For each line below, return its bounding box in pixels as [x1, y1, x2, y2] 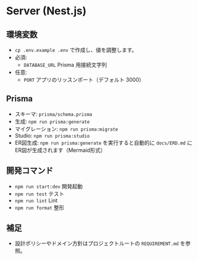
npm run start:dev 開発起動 [14, 182, 83, 190]
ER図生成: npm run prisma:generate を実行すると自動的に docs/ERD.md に [14, 139, 193, 146]
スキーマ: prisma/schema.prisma [14, 110, 92, 117]
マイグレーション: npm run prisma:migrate [14, 125, 118, 132]
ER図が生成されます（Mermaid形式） [14, 146, 106, 153]
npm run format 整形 [14, 204, 64, 211]
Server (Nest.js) [6, 4, 87, 18]
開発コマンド [6, 166, 54, 176]
